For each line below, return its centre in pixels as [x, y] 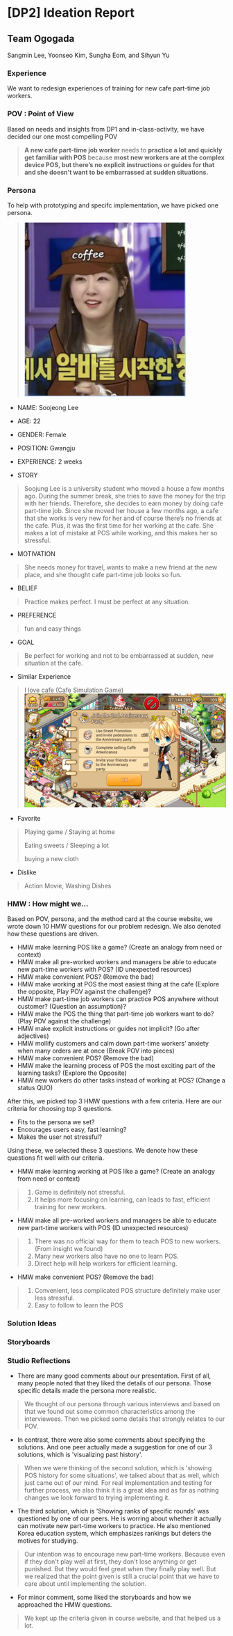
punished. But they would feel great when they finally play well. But [120, 1569]
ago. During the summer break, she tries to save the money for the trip [125, 496]
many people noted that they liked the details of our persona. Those [114, 1383]
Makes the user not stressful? [60, 1137]
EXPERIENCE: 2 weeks [50, 462]
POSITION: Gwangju [46, 448]
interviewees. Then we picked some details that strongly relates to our [124, 1419]
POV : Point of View [41, 114]
